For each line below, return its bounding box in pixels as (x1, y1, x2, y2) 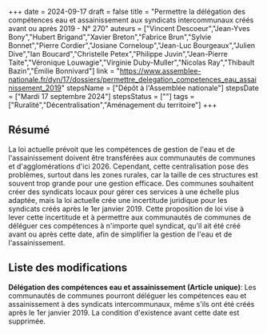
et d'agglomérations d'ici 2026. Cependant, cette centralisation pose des (8, 161, 249, 171)
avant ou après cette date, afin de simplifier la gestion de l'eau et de (8, 229, 233, 239)
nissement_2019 (8, 83, 62, 93)
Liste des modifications (8, 261, 128, 275)
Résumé (8, 123, 50, 137)
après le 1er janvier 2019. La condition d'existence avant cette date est (8, 308, 240, 317)
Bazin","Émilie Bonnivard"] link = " (8, 66, 120, 75)
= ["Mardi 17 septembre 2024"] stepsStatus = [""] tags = (8, 92, 195, 101)
